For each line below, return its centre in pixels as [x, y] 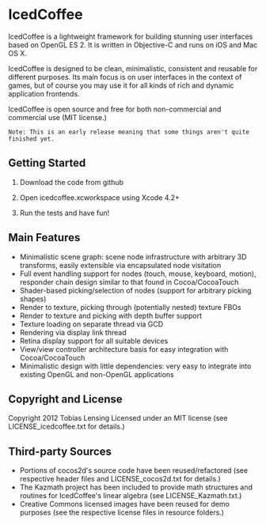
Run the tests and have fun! [65, 213]
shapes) [33, 299]
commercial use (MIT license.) [57, 117]
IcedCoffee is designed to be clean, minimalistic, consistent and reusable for [133, 68]
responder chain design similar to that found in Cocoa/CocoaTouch [129, 281]
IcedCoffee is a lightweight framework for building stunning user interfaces [131, 36]
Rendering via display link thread [73, 332]
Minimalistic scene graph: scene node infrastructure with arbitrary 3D [133, 257]
